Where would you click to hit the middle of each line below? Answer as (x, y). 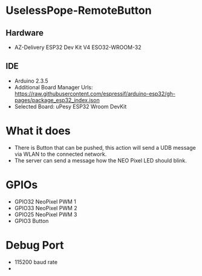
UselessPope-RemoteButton (79, 11)
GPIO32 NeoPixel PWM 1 (45, 201)
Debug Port (35, 245)
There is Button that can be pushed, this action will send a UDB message (105, 147)
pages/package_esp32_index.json (57, 100)
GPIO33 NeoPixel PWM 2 (46, 208)
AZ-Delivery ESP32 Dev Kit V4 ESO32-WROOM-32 (78, 47)
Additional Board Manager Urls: (54, 87)
